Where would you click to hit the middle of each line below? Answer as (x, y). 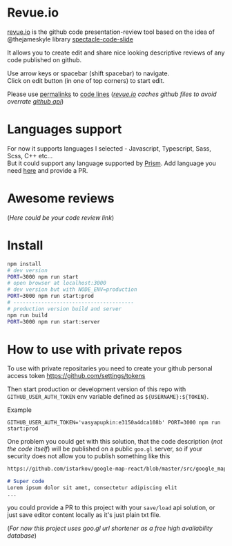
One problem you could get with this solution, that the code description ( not (115, 442)
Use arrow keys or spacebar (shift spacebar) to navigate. (88, 73)
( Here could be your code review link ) (61, 217)
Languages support (65, 130)
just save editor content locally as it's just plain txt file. (84, 515)
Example (20, 410)
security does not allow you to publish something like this (89, 456)
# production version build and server (65, 309)
